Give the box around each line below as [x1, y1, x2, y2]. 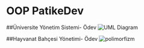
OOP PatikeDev [6, 4, 84, 18]
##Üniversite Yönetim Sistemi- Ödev [6, 24, 97, 31]
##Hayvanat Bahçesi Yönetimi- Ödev [6, 35, 98, 42]
